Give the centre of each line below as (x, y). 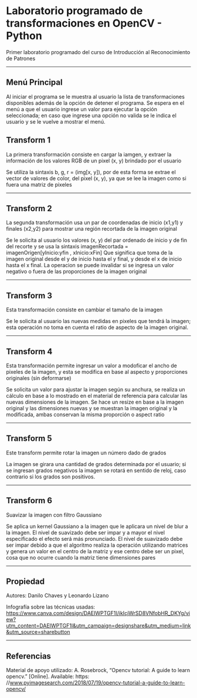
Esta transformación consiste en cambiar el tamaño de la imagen (84, 310)
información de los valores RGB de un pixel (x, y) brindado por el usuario (94, 161)
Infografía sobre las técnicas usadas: (51, 607)
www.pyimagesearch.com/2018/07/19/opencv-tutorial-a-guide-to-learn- (98, 683)
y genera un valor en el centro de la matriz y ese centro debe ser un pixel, (95, 551)
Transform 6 (29, 501)
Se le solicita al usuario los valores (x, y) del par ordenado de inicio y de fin (97, 240)
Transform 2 (29, 208)
